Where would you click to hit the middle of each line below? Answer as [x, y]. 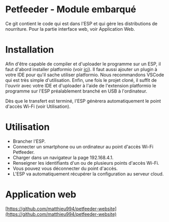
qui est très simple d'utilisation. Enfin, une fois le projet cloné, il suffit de [81, 80]
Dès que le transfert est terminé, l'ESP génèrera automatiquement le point [83, 101]
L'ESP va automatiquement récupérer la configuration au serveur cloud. [88, 174]
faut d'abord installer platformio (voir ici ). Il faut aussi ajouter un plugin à [81, 69]
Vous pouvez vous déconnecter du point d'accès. [65, 168]
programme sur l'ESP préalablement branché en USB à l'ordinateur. [76, 91]
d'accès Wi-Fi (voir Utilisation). [38, 106]
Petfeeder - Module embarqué [71, 9]
